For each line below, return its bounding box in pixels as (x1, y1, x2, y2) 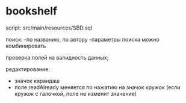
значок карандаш (14, 77, 60, 84)
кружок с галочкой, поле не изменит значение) (14, 90, 137, 97)
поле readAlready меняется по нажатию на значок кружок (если (14, 83, 181, 91)
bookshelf (5, 4, 58, 18)
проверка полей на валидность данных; (5, 54, 109, 61)
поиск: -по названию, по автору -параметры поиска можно (5, 36, 160, 43)
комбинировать (5, 42, 46, 49)
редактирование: (5, 65, 51, 73)
